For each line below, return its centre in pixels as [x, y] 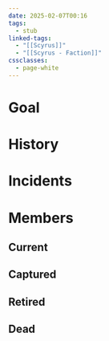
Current [28, 247]
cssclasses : [28, 61]
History [34, 144]
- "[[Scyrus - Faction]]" [59, 53]
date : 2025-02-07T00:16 [48, 16]
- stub [26, 30]
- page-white [37, 68]
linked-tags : [30, 38]
